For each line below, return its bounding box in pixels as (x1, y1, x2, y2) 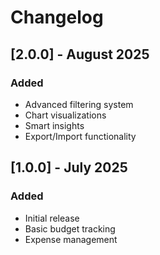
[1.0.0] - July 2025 (10, 159, 128, 176)
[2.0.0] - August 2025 (10, 46, 150, 63)
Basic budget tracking (24, 222, 116, 235)
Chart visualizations (24, 109, 107, 121)
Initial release (24, 212, 80, 224)
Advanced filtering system (24, 98, 134, 110)
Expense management (24, 233, 118, 245)
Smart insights (24, 119, 85, 131)
